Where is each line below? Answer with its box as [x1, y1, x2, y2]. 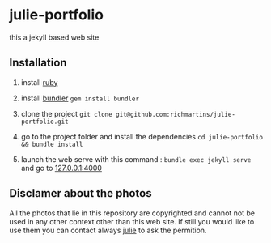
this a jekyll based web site [9, 32, 100, 42]
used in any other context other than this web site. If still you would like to [9, 216, 255, 226]
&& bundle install [20, 140, 83, 148]
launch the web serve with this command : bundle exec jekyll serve [20, 154, 252, 164]
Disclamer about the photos [9, 186, 152, 200]
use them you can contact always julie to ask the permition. [9, 225, 207, 235]
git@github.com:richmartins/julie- [115, 110, 235, 118]
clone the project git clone [20, 109, 112, 118]
